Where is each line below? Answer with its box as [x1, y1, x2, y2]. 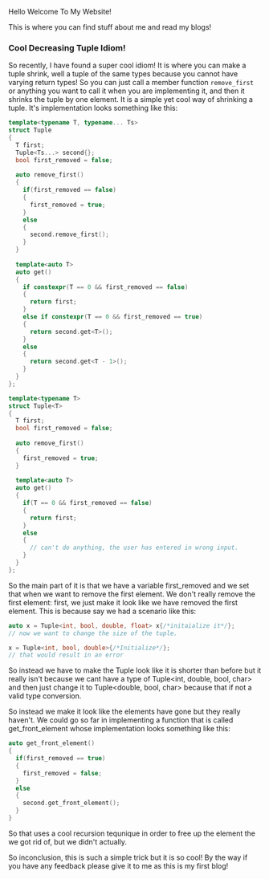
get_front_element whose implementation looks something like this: [8, 724, 231, 734]
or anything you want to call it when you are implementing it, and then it [8, 86, 245, 96]
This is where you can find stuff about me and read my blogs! [8, 22, 212, 31]
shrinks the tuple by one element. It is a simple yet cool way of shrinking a [8, 95, 253, 104]
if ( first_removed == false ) [22, 186, 116, 194]
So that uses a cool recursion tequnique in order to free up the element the [8, 828, 255, 838]
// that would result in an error [8, 651, 124, 659]
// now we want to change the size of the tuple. [8, 629, 178, 637]
